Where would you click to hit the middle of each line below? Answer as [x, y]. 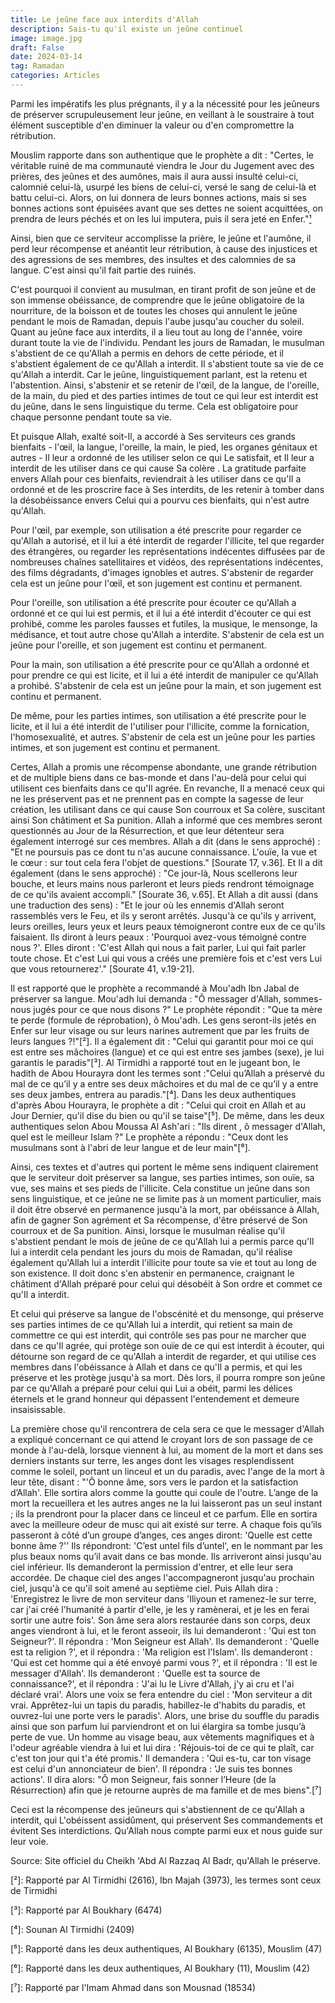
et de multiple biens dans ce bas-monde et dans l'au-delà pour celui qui [158, 777]
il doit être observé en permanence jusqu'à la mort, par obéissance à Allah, [165, 1209]
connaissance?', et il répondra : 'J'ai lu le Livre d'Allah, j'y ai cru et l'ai [152, 1683]
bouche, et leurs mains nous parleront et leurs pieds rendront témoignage [162, 883]
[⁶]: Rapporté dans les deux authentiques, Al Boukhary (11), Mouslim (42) [160, 1968]
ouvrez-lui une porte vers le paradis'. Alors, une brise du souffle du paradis [165, 1715]
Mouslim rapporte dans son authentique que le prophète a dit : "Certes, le [162, 155]
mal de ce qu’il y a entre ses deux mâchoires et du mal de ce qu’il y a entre [164, 1083]
